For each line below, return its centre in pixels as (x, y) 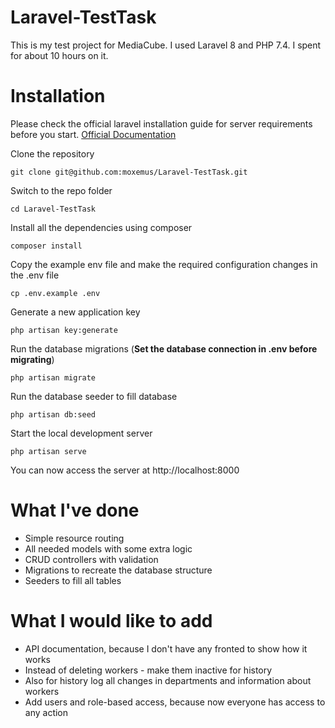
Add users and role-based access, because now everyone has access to (175, 702)
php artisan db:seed (53, 414)
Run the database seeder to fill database (94, 396)
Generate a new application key (75, 312)
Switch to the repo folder (61, 190)
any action (46, 712)
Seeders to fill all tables (73, 580)
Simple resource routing (74, 538)
